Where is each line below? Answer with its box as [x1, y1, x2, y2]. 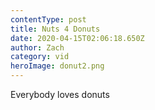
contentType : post [10, 14, 87, 25]
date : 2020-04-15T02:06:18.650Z [10, 33, 145, 43]
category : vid [10, 52, 70, 62]
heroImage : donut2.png [10, 61, 105, 71]
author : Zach [10, 42, 65, 53]
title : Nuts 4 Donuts [10, 24, 101, 34]
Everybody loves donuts [10, 89, 110, 100]
